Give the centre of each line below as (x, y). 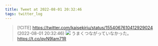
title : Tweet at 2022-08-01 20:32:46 (44, 9)
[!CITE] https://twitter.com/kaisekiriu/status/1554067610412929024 (85, 27)
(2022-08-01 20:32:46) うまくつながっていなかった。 (74, 33)
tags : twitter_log (24, 14)
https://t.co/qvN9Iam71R (42, 38)
